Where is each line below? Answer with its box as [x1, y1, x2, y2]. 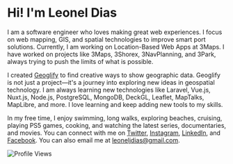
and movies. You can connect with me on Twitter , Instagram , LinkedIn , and [7, 129, 221, 137]
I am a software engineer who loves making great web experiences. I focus [7, 28, 223, 36]
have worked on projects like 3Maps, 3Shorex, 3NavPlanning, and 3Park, [7, 50, 216, 58]
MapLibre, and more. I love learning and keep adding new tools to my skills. [7, 100, 223, 108]
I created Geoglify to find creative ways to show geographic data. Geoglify [7, 71, 221, 79]
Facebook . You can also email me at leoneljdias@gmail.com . [7, 136, 181, 144]
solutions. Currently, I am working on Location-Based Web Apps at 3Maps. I [7, 42, 225, 51]
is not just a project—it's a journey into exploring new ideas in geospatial [7, 78, 216, 86]
